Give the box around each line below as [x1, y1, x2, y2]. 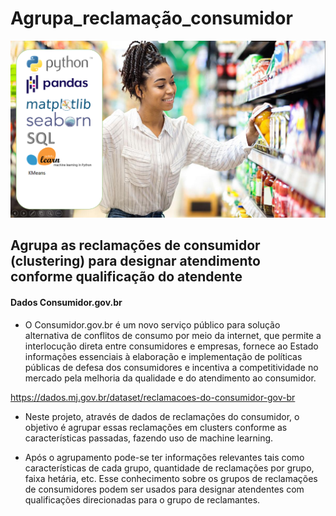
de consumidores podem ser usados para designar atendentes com [24, 483, 305, 495]
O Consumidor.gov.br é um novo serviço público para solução [24, 318, 281, 331]
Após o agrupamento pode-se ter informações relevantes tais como [24, 451, 305, 463]
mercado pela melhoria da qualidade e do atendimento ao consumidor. [24, 372, 317, 384]
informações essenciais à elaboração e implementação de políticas [24, 350, 303, 362]
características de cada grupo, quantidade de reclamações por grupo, [24, 462, 315, 474]
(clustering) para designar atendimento [10, 253, 261, 270]
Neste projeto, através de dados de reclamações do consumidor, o [24, 410, 300, 422]
